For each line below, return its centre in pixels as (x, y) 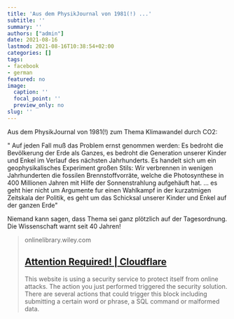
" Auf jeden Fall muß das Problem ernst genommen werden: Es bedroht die (116, 145)
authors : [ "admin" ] (36, 33)
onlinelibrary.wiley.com (58, 240)
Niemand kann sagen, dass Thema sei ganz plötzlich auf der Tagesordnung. (117, 219)
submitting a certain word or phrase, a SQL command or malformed (122, 301)
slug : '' (20, 112)
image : (17, 86)
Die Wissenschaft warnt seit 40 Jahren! (64, 226)
